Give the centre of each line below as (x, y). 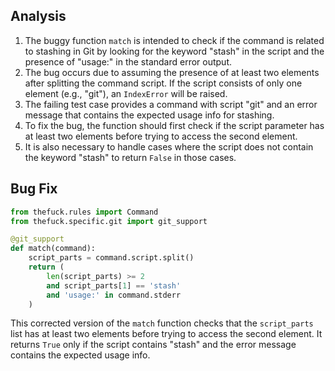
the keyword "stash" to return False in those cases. (130, 157)
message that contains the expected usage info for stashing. (149, 115)
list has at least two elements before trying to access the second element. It (166, 334)
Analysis (38, 16)
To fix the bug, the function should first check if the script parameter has (174, 125)
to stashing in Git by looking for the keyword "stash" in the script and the (174, 51)
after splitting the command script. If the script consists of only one (163, 83)
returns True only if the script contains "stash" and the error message (153, 345)
